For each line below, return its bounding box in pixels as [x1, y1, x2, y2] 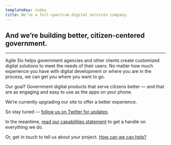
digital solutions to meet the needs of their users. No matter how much [5, 63, 154, 69]
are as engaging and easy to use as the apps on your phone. [5, 89, 132, 95]
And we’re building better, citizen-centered [5, 31, 145, 40]
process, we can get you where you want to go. [5, 74, 105, 80]
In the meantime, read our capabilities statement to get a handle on [5, 118, 146, 125]
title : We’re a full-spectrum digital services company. [5, 12, 129, 17]
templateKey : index [5, 7, 47, 13]
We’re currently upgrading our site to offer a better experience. [5, 99, 137, 105]
